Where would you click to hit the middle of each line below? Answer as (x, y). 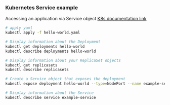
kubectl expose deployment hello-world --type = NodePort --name (73, 84)
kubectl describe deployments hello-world (51, 51)
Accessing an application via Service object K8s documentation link (76, 19)
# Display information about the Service (50, 93)
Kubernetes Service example (42, 8)
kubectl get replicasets (31, 65)
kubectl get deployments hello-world (45, 46)
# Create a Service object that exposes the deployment (65, 79)
